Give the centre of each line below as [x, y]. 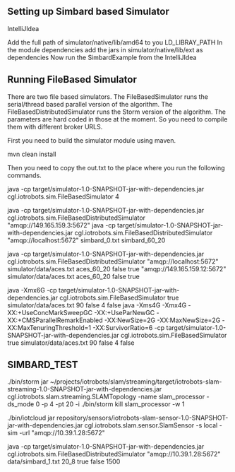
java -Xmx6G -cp [32, 290]
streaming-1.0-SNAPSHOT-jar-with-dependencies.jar [85, 389]
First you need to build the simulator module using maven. [92, 140]
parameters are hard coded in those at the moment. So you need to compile [117, 119]
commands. [25, 175]
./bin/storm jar [28, 382]
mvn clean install [32, 154]
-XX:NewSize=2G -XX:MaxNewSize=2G [162, 320]
